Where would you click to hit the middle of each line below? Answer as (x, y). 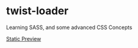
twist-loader (37, 11)
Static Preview (24, 39)
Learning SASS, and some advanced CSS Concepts (69, 27)
